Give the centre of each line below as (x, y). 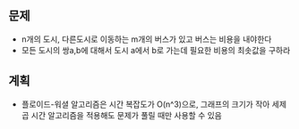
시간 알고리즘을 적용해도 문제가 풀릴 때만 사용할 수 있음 (127, 115)
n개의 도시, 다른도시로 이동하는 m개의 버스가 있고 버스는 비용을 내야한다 (146, 39)
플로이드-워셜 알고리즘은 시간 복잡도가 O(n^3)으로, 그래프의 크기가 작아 (145, 104)
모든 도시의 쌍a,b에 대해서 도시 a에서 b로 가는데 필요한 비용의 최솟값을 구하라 (156, 50)
